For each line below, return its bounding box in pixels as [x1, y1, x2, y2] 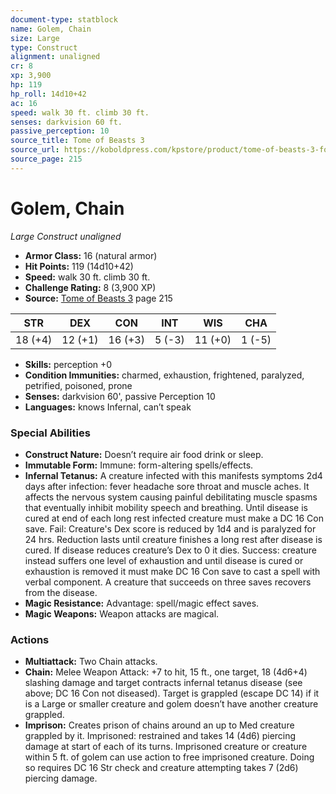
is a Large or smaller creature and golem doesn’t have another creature [24, 698, 319, 710]
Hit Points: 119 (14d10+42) [24, 260, 134, 272]
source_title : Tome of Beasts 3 [10, 136, 145, 146]
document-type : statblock [10, 14, 118, 25]
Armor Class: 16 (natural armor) [24, 249, 158, 261]
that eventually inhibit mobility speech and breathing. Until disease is [24, 501, 308, 513]
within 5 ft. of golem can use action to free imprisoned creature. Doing [24, 751, 315, 763]
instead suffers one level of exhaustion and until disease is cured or [24, 554, 304, 566]
